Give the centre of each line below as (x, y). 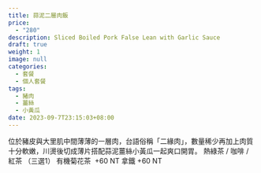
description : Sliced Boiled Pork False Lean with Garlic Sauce (114, 37)
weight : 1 (24, 52)
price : (19, 23)
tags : (17, 88)
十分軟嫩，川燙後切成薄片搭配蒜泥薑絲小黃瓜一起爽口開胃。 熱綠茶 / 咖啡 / (129, 151)
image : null (28, 60)
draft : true (28, 45)
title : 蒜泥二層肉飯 (38, 15)
